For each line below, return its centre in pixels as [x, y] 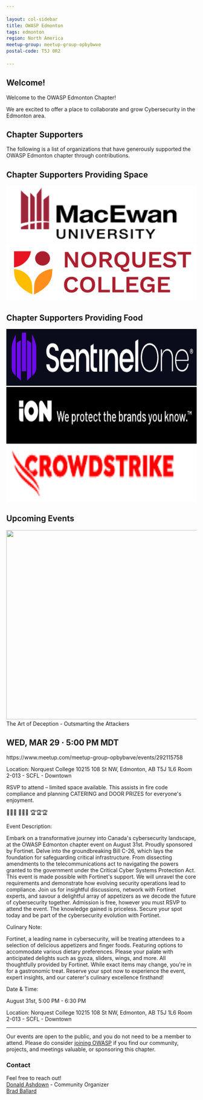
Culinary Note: [24, 927]
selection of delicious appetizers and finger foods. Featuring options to [95, 945]
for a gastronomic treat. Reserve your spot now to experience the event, [96, 971]
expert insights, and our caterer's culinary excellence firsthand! [85, 977]
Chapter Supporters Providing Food [75, 318]
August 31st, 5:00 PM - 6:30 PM [46, 1001]
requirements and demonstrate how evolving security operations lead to [96, 883]
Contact [18, 1065]
